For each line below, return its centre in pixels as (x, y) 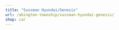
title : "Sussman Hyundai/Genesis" (42, 10)
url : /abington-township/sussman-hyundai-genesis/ (60, 15)
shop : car (16, 19)
